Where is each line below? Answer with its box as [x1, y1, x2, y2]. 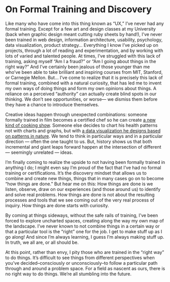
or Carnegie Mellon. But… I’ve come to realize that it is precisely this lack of [5, 74, 163, 80]
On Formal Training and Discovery [5, 4, 152, 15]
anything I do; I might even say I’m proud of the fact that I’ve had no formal [5, 164, 161, 171]
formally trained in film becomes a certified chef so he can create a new [5, 117, 156, 123]
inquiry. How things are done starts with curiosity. [5, 202, 109, 208]
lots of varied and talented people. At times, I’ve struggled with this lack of [5, 52, 161, 59]
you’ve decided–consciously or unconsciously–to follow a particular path [5, 260, 158, 266]
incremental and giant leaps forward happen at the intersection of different [5, 144, 161, 150]
